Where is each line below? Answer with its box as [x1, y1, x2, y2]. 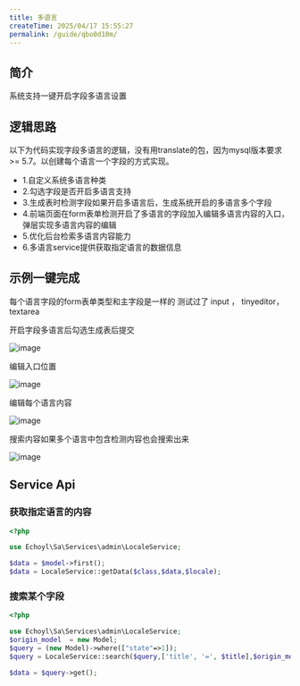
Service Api [9, 478, 76, 493]
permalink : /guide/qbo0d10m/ [9, 30, 118, 38]
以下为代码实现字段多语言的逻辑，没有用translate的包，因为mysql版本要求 [9, 145, 283, 155]
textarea [9, 306, 40, 317]
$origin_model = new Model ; [9, 636, 118, 645]
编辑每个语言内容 [9, 397, 72, 408]
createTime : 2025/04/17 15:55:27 [9, 21, 134, 30]
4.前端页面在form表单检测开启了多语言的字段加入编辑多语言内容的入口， [21, 208, 290, 219]
